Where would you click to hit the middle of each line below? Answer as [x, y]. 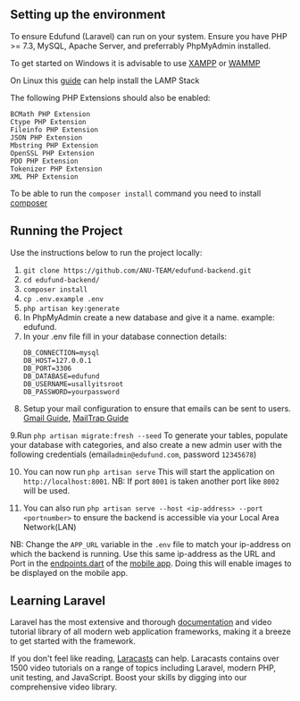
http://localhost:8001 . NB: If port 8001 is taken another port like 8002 [151, 481]
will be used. [46, 490]
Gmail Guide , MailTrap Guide [75, 418]
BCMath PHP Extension [50, 114]
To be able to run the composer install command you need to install [136, 193]
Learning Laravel [58, 601]
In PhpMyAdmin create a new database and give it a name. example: [149, 317]
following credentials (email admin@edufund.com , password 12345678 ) [133, 454]
